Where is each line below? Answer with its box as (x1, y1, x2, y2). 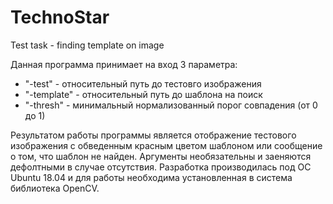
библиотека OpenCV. (10, 182, 100, 194)
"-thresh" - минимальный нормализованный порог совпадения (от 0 (24, 99, 318, 111)
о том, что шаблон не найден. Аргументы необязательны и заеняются (10, 150, 312, 162)
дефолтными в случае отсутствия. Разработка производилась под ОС (10, 161, 312, 173)
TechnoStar (10, 6, 110, 29)
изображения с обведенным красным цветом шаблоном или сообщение (10, 139, 323, 151)
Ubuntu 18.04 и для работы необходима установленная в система (10, 171, 293, 183)
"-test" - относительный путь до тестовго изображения (24, 77, 262, 90)
